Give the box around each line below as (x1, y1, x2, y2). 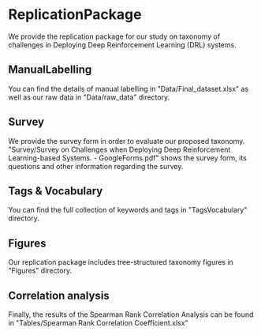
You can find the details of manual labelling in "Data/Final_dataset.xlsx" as (8, 84, 249, 93)
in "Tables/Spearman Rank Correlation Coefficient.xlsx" (8, 318, 188, 327)
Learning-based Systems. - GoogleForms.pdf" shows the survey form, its (8, 152, 247, 163)
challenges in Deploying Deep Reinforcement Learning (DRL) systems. (8, 40, 237, 49)
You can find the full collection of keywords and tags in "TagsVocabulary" (8, 205, 248, 215)
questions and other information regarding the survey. (8, 161, 184, 171)
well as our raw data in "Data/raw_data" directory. (8, 92, 170, 102)
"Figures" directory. (8, 266, 73, 276)
